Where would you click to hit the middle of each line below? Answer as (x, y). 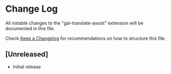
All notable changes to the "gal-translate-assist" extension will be (74, 23)
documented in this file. (30, 28)
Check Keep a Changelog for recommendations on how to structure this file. (86, 38)
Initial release (27, 66)
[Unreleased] (27, 54)
